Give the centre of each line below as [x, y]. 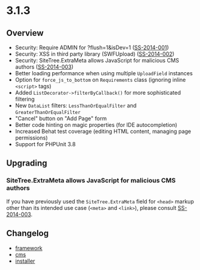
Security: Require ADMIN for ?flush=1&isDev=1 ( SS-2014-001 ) [92, 47]
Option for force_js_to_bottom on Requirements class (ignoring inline [100, 80]
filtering [25, 99]
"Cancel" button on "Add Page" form [61, 118]
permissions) [32, 138]
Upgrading [27, 164]
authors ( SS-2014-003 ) [44, 67]
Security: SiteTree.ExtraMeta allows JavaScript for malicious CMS [97, 60]
